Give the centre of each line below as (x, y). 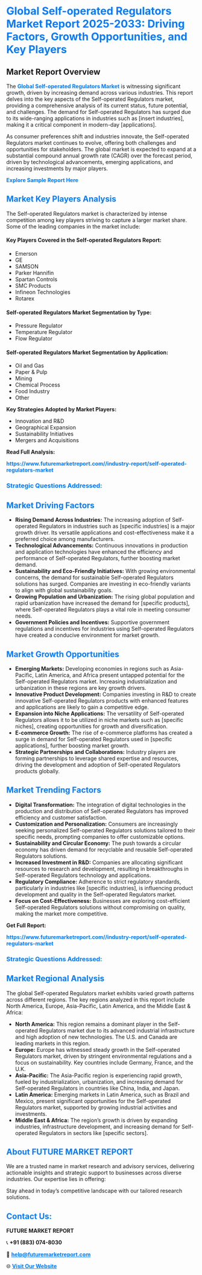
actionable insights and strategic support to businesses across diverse (94, 1173)
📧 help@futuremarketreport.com (49, 1254)
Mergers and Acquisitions (47, 440)
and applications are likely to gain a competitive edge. (82, 707)
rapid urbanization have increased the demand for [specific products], (102, 603)
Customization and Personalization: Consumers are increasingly (96, 824)
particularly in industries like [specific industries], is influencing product (104, 888)
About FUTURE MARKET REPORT (70, 1152)
